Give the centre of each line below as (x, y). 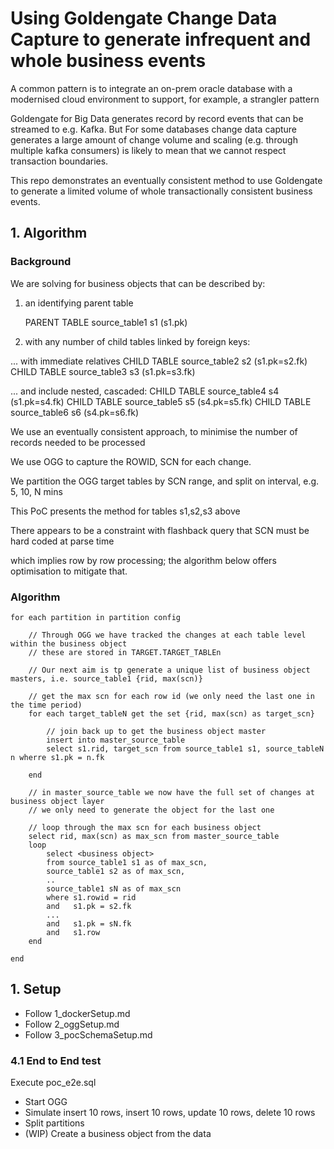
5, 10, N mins (36, 491)
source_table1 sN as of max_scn (114, 888)
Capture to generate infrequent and (161, 39)
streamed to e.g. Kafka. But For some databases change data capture (154, 129)
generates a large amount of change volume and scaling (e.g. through (154, 139)
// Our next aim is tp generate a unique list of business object (169, 670)
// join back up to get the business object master (156, 731)
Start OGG (46, 1102)
